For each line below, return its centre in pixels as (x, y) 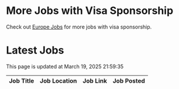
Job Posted (129, 81)
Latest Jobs (35, 50)
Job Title (22, 81)
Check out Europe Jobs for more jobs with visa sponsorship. (79, 27)
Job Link (95, 81)
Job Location (58, 81)
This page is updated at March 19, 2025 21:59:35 (65, 66)
